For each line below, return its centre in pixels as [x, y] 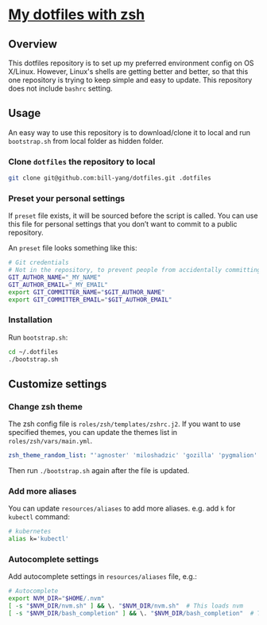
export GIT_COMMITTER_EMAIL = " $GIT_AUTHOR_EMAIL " [90, 300]
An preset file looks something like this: [73, 248]
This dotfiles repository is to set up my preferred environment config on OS [131, 63]
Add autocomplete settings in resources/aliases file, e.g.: [103, 576]
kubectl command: [39, 517]
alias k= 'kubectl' [39, 539]
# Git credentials [39, 263]
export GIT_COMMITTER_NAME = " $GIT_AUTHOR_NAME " [87, 292]
